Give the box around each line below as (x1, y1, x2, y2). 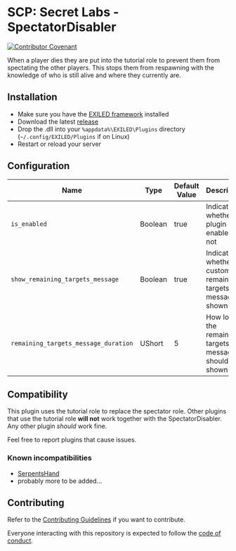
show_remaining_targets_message (11, 275, 119, 283)
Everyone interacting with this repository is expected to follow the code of (7, 529, 221, 538)
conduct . (7, 536, 34, 545)
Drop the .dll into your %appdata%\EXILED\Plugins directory (17, 124, 186, 133)
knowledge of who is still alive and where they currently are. (7, 71, 181, 79)
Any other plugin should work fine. (7, 422, 107, 430)
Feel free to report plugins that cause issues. (7, 436, 137, 444)
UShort (140, 338, 164, 348)
